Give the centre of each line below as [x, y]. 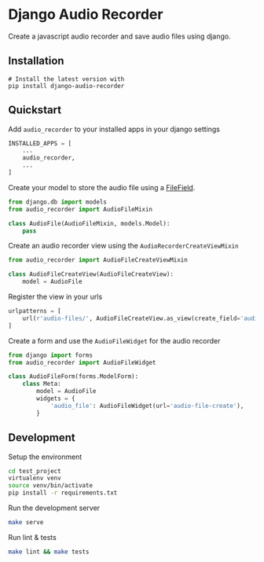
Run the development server [54, 508]
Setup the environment [45, 457]
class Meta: [42, 384]
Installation [36, 61]
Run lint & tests [32, 537]
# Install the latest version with [66, 79]
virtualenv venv [35, 478]
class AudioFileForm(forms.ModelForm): [73, 377]
